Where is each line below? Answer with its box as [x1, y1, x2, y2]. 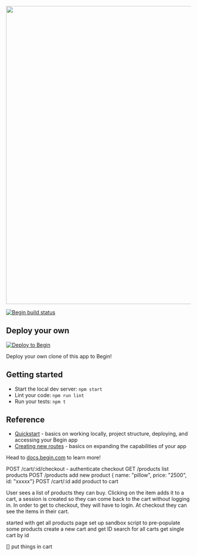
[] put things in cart [6, 543, 53, 550]
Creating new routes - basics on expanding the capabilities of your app [14, 443, 186, 450]
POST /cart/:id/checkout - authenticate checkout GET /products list [6, 466, 169, 473]
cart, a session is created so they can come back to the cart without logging [6, 496, 190, 503]
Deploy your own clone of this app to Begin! [6, 352, 112, 360]
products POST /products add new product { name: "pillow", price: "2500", [6, 472, 187, 479]
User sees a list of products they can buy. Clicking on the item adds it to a [6, 489, 185, 496]
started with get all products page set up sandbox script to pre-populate [6, 519, 181, 527]
